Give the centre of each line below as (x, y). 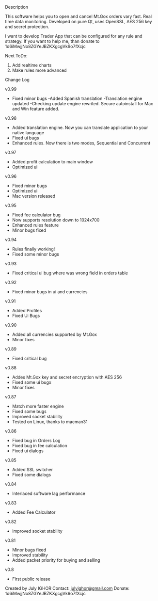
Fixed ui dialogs (28, 451)
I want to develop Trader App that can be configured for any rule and (74, 36)
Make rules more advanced (39, 70)
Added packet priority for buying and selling (56, 560)
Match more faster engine (38, 406)
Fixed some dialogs (32, 475)
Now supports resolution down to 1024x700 (56, 220)
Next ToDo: (16, 56)
